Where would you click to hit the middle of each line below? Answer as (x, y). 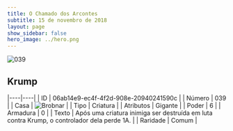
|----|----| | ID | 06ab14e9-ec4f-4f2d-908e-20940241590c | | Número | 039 (117, 98)
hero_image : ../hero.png (43, 40)
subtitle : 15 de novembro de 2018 (57, 20)
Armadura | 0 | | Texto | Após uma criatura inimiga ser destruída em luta (110, 113)
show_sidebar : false (37, 33)
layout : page (26, 26)
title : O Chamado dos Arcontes (53, 14)
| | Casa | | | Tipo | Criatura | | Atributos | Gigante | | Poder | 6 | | (114, 105)
